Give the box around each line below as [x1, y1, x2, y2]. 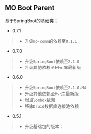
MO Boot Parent [5, 4, 55, 12]
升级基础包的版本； [24, 123, 64, 129]
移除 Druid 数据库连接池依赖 [24, 103, 79, 109]
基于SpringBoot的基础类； [5, 17, 58, 24]
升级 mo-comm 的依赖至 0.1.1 [24, 38, 77, 44]
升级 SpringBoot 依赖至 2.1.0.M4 [24, 84, 86, 90]
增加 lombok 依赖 [24, 97, 56, 103]
